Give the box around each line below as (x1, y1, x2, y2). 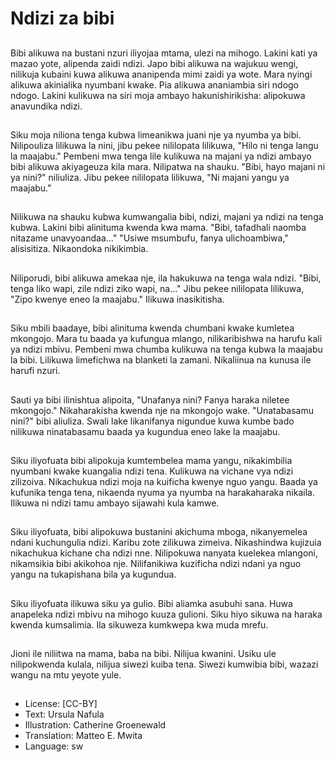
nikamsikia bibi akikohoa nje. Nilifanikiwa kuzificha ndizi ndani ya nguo (10, 558, 302, 570)
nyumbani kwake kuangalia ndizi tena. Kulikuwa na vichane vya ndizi (10, 465, 294, 477)
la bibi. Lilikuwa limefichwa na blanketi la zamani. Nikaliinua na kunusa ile (10, 354, 312, 366)
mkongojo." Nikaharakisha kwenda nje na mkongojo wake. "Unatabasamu (10, 404, 314, 416)
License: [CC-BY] (24, 698, 98, 710)
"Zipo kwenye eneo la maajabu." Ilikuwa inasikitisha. (10, 293, 225, 305)
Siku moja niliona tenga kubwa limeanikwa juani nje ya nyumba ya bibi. (10, 128, 302, 141)
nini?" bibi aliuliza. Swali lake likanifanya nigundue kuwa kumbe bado (10, 415, 295, 427)
